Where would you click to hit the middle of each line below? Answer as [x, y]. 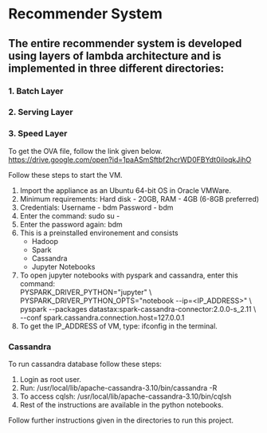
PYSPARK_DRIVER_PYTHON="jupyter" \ [86, 292]
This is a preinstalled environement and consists [99, 233]
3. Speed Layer [38, 134]
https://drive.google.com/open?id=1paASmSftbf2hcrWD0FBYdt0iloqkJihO [130, 159]
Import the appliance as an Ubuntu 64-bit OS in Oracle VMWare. [126, 190]
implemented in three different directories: [116, 68]
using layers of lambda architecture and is [115, 55]
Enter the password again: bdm [71, 224]
